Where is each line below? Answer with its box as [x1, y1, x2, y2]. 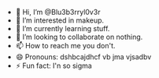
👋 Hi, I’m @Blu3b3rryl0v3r [15, 8, 101, 16]
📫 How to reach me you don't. [15, 41, 116, 50]
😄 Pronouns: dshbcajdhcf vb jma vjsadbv [15, 52, 152, 62]
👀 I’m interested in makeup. [15, 16, 105, 25]
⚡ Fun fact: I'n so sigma [15, 61, 92, 70]
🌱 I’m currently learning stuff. [15, 24, 110, 33]
